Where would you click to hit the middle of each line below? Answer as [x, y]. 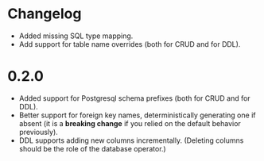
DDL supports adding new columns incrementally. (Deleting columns [131, 140]
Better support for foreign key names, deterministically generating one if [137, 115]
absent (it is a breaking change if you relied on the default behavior [130, 123]
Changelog [45, 14]
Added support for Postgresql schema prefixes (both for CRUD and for [135, 98]
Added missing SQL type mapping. [76, 36]
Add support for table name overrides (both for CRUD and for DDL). [130, 44]
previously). [39, 132]
